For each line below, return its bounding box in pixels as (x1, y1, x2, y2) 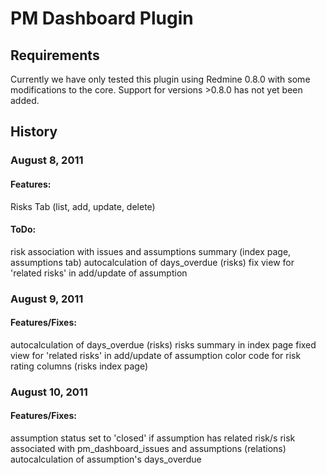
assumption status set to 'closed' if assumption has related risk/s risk (10, 432, 296, 444)
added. (10, 95, 40, 106)
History (10, 123, 58, 141)
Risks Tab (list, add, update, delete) (10, 200, 156, 212)
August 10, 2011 (10, 385, 88, 399)
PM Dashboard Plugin (10, 7, 194, 30)
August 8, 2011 (10, 153, 84, 167)
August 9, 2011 (10, 292, 84, 306)
